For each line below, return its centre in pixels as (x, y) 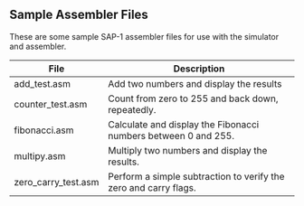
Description (199, 69)
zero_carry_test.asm (57, 182)
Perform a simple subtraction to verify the (196, 176)
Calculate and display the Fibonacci (184, 124)
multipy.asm (40, 155)
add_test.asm (42, 83)
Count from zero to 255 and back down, (193, 98)
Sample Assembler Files (79, 15)
